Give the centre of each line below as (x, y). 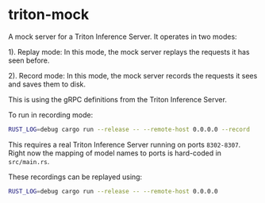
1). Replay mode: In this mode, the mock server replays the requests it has (129, 52)
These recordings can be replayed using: (75, 177)
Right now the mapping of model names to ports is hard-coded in (115, 153)
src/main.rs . (29, 161)
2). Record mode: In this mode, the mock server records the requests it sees (133, 75)
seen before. (29, 60)
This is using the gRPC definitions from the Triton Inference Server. (118, 99)
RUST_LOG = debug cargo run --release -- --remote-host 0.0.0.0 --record (129, 129)
